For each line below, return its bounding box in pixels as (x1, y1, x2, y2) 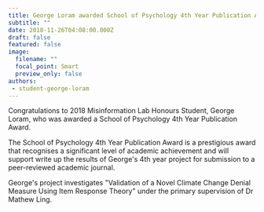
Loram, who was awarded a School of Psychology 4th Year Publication (8, 115, 238, 124)
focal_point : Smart (15, 63, 79, 71)
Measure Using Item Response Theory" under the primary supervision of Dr (8, 186, 254, 196)
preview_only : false (15, 70, 82, 78)
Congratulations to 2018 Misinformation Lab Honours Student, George (8, 106, 235, 115)
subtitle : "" (8, 19, 51, 27)
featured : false (8, 41, 61, 49)
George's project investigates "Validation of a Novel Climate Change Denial (8, 178, 251, 188)
